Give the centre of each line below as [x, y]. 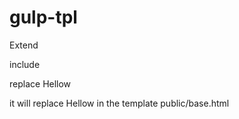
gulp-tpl [43, 17]
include [25, 64]
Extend [24, 45]
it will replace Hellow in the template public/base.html [119, 103]
